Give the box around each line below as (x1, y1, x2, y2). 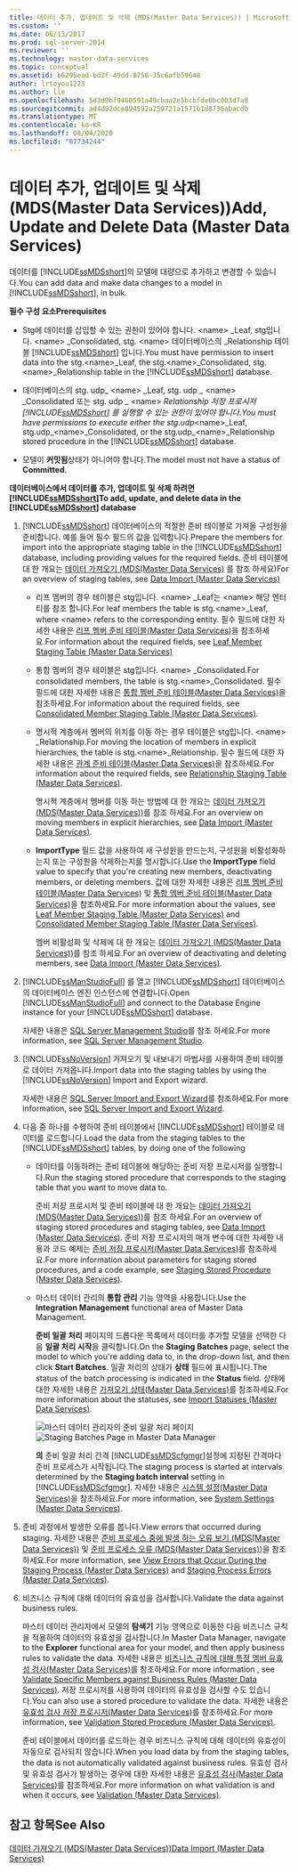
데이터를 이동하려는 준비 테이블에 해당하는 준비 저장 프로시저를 (35, 1161, 252, 1171)
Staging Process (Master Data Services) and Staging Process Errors (21, 1564, 272, 1576)
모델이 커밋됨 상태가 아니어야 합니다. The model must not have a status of (21, 454, 280, 465)
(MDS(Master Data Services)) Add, (9, 198, 268, 218)
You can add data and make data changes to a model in (18, 277, 222, 288)
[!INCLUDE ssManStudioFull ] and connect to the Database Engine (21, 997, 261, 1008)
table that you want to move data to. (35, 1181, 168, 1193)
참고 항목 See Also (9, 1818, 106, 1833)
